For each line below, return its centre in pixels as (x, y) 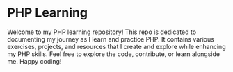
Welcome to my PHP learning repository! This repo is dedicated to (102, 32)
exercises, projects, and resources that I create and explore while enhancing (116, 46)
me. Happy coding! (34, 61)
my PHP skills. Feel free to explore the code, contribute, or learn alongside (114, 54)
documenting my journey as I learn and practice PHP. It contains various (111, 39)
